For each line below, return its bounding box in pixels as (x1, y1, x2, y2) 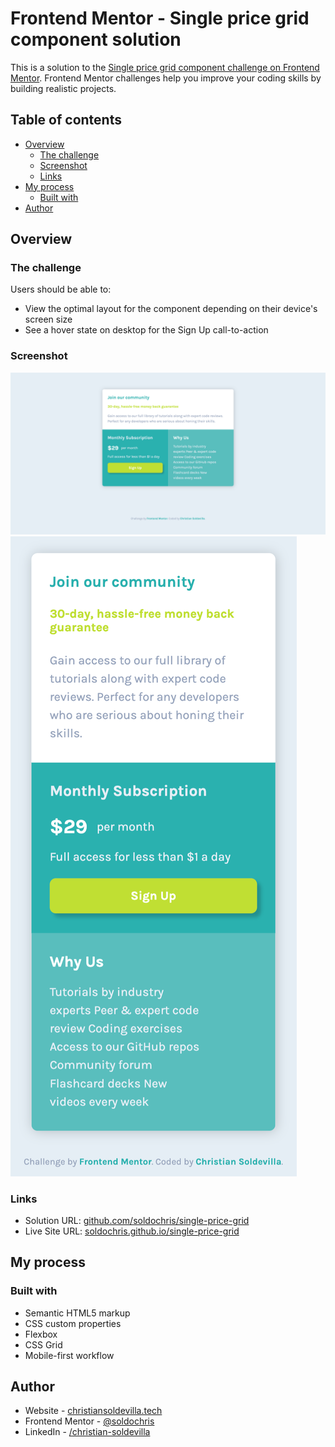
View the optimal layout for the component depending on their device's (24, 303, 318, 315)
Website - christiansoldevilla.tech (24, 1405, 163, 1417)
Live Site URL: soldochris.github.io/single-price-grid (24, 1225, 240, 1237)
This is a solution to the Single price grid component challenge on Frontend (10, 61, 320, 73)
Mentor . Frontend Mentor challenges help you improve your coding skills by (10, 72, 322, 84)
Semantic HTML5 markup (24, 1307, 131, 1319)
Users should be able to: (10, 283, 112, 296)
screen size (24, 313, 73, 326)
